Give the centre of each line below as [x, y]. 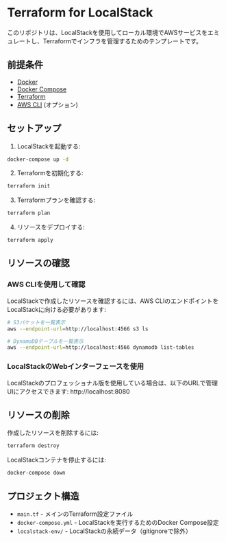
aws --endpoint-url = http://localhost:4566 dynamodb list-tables [101, 348]
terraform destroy [33, 446]
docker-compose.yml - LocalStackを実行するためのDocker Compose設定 [118, 522]
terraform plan [29, 213]
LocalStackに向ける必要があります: [56, 309]
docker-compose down [37, 473]
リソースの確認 [38, 263]
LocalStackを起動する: [49, 146]
